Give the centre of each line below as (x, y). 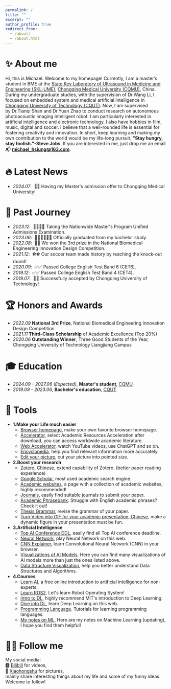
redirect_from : (21, 29)
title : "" (16, 15)
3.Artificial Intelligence (38, 527)
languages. (32, 614)
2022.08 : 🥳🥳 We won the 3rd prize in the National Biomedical (78, 243)
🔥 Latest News (36, 172)
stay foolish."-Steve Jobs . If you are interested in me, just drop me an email (86, 143)
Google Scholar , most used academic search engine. (76, 478)
